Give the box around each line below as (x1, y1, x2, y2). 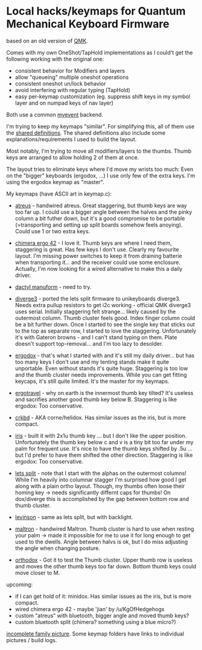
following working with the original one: (6, 55, 104, 62)
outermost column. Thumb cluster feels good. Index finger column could (14, 314, 195, 322)
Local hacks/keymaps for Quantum (6, 4, 186, 18)
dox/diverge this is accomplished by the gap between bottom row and (14, 495, 189, 502)
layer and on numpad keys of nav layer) (14, 99, 113, 107)
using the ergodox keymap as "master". (6, 178, 104, 185)
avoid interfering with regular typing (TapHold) (14, 86, 131, 93)
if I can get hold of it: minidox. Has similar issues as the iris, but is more (14, 592, 192, 600)
